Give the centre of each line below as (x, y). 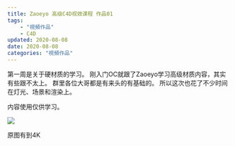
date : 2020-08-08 (33, 47)
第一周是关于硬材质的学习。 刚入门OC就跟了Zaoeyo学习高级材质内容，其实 (117, 74)
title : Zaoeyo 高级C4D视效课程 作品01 (60, 14)
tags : (15, 20)
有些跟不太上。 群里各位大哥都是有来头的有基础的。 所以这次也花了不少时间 (117, 83)
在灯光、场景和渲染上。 (41, 92)
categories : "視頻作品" (40, 54)
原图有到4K (24, 135)
